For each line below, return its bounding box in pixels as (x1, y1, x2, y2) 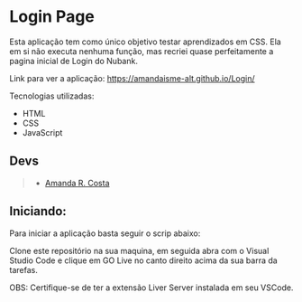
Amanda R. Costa (44, 177, 110, 188)
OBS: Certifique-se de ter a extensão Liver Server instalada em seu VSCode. (9, 282, 294, 293)
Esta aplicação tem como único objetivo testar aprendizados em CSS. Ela (9, 36, 281, 47)
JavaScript (22, 127, 63, 137)
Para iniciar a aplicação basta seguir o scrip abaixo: (9, 228, 201, 239)
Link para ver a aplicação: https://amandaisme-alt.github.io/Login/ (9, 72, 255, 83)
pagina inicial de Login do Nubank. (9, 55, 138, 66)
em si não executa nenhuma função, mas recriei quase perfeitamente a (9, 45, 274, 56)
